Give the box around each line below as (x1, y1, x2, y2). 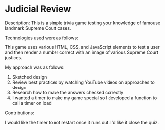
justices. (5, 54, 22, 60)
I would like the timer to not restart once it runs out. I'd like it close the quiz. (5, 119, 159, 125)
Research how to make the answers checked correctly (12, 89, 124, 95)
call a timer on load (12, 100, 52, 106)
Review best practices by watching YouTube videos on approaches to (12, 79, 155, 85)
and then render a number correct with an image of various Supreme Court (5, 49, 159, 55)
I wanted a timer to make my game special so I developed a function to (12, 95, 157, 101)
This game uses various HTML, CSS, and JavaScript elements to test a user (5, 44, 160, 50)
